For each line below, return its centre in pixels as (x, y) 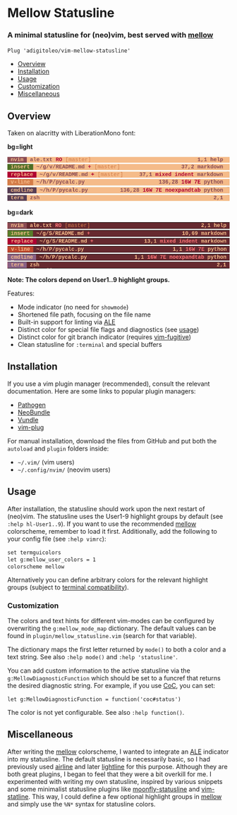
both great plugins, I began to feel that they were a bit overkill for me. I (109, 774)
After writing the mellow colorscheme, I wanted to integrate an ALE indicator (118, 752)
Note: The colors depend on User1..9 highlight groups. (89, 280)
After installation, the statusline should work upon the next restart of (106, 508)
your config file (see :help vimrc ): (57, 539)
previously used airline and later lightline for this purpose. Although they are (117, 766)
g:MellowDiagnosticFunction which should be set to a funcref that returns (114, 678)
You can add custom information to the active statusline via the (99, 670)
